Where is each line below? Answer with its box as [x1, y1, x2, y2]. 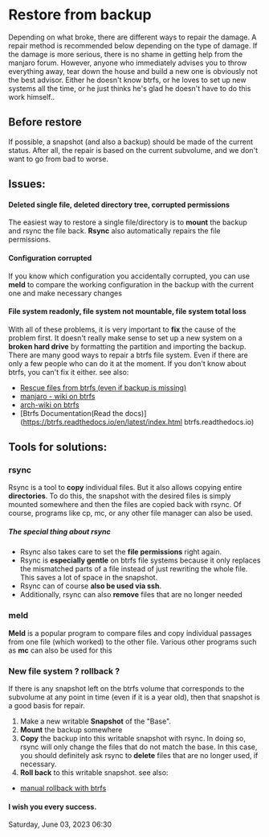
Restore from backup [8, 6, 152, 24]
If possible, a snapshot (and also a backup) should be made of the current [8, 137, 254, 146]
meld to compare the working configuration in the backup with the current [8, 279, 255, 289]
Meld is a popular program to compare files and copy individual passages [8, 628, 252, 637]
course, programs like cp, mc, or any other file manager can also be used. [8, 509, 253, 518]
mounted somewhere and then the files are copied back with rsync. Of [8, 500, 243, 509]
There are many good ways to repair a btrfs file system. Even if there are [8, 350, 249, 360]
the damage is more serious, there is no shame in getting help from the [8, 49, 243, 59]
